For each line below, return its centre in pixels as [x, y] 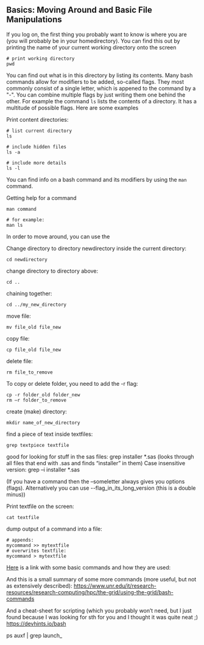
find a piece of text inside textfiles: [50, 434]
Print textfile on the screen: [40, 506]
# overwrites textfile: [37, 551]
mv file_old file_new [34, 327]
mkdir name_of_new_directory [43, 422]
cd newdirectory [27, 259]
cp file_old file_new [34, 350]
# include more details [37, 163]
